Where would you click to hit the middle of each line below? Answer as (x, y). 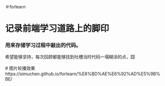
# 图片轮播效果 (20, 68)
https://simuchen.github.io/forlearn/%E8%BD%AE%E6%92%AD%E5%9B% (83, 74)
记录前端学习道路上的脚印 (57, 29)
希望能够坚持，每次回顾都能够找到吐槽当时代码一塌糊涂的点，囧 (70, 57)
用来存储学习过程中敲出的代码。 (43, 45)
